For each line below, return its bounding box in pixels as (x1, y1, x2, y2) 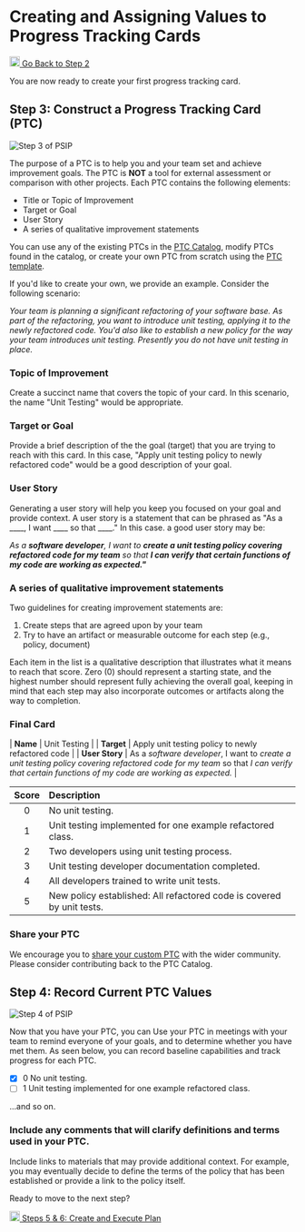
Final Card (9, 717, 56, 730)
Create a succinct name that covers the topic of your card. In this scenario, (9, 388, 290, 399)
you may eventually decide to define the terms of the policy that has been (9, 1165, 285, 1177)
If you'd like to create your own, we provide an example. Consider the (9, 278, 270, 289)
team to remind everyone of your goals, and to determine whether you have (9, 1036, 292, 1047)
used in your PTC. (9, 1135, 90, 1148)
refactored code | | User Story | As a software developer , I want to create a (9, 748, 291, 759)
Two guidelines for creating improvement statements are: (9, 602, 223, 613)
